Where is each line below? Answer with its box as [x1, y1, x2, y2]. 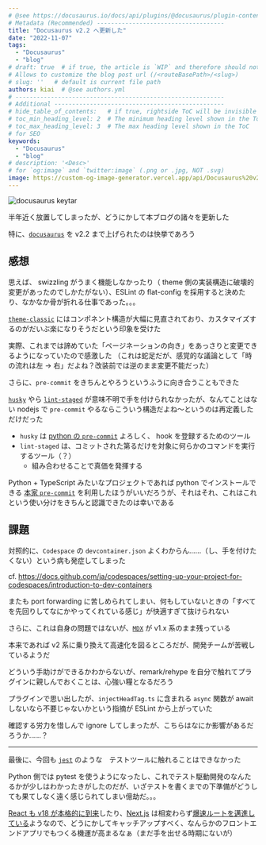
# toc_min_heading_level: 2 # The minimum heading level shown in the [8, 115, 249, 123]
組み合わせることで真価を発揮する [31, 461, 143, 470]
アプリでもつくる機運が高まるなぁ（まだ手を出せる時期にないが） [21, 828, 237, 838]
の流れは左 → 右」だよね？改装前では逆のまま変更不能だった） [8, 361, 214, 370]
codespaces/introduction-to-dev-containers [8, 580, 153, 589]
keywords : [8, 137, 41, 145]
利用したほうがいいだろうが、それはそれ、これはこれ [84, 488, 257, 497]
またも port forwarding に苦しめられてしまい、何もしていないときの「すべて [8, 596, 256, 606]
